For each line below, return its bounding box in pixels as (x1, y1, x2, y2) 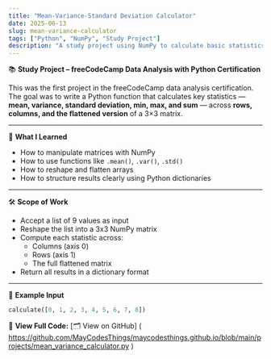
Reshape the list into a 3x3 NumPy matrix (19, 224, 157, 234)
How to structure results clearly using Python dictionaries (19, 173, 211, 183)
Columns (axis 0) (31, 241, 90, 251)
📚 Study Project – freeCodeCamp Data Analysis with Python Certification (8, 65, 261, 74)
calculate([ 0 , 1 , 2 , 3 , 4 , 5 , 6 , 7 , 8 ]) (8, 306, 147, 315)
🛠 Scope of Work (8, 197, 69, 207)
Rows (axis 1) (31, 250, 77, 260)
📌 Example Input (8, 290, 65, 300)
